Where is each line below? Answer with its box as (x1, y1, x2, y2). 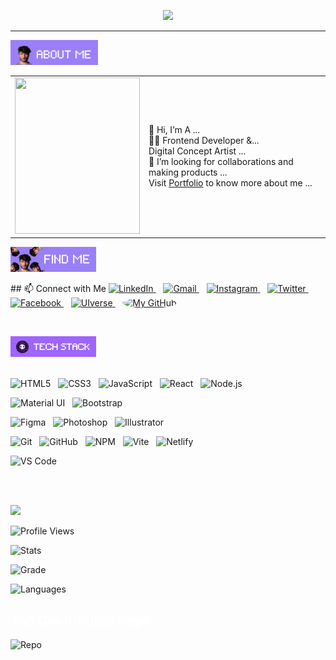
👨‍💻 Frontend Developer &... (148, 135, 260, 147)
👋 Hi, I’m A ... (148, 124, 201, 136)
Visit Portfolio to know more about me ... (148, 177, 313, 189)
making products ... (148, 166, 228, 179)
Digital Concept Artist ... (148, 145, 247, 157)
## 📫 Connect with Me (10, 283, 107, 295)
